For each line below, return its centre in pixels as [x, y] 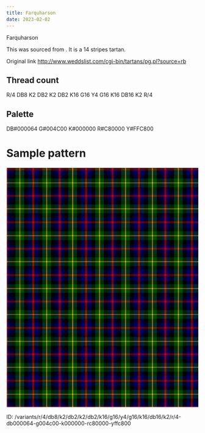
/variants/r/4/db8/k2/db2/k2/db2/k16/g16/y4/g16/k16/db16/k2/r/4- [98, 417]
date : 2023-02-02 [28, 19]
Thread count [33, 80]
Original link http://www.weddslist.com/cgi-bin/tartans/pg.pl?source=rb [96, 61]
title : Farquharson [31, 13]
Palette [20, 114]
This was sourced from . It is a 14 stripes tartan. [66, 49]
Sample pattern [46, 153]
